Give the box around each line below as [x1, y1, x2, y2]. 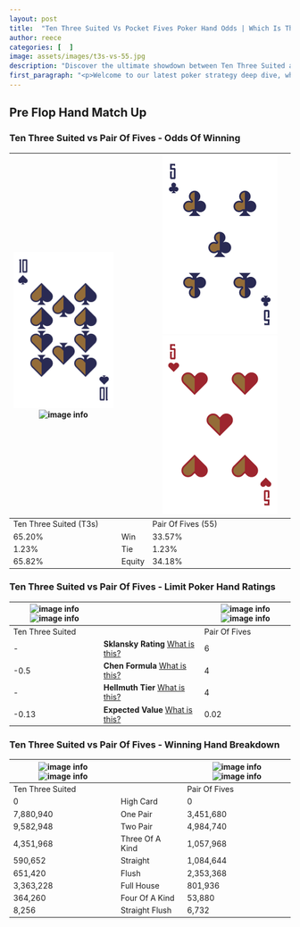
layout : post [9, 14, 58, 23]
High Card [120, 796, 158, 807]
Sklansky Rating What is [103, 639, 195, 649]
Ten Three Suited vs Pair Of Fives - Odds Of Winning [9, 132, 241, 145]
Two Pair [120, 821, 154, 831]
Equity [121, 556, 146, 567]
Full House [120, 880, 160, 890]
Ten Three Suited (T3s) [12, 519, 99, 530]
